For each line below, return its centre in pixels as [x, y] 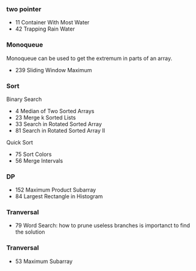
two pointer [24, 9]
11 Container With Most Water [52, 23]
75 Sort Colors [33, 154]
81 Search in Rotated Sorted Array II [60, 130]
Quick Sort [20, 142]
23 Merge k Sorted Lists [45, 117]
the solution [30, 232]
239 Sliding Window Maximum [54, 70]
